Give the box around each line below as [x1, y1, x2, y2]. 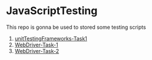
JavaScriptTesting [6, 4, 98, 18]
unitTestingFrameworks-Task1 [14, 35, 87, 42]
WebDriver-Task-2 [14, 47, 60, 54]
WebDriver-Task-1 [14, 41, 58, 48]
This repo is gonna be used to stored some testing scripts [6, 24, 146, 31]
